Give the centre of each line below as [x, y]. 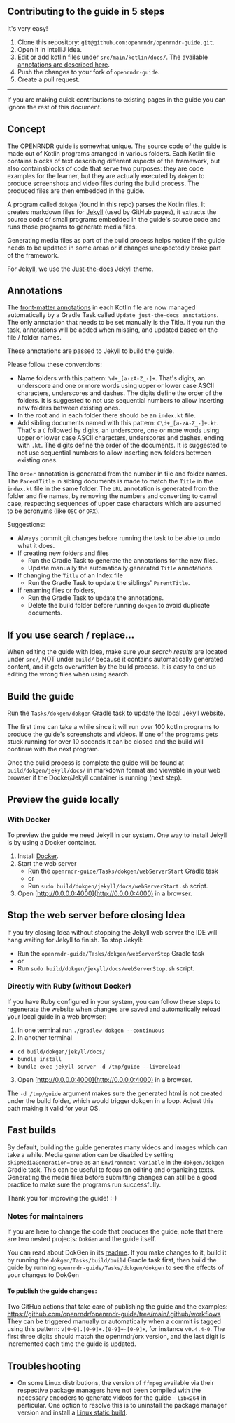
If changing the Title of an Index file [70, 575]
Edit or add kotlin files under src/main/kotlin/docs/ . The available [113, 57]
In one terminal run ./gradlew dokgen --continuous [91, 1030]
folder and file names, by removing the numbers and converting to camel [112, 496]
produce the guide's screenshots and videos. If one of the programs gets [113, 734]
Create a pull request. [49, 79]
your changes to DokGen [43, 1275]
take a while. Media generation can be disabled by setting [90, 1154]
